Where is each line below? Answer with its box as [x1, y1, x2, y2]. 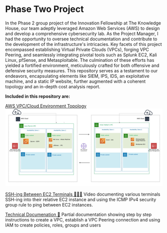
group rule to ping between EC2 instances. [5, 202, 93, 208]
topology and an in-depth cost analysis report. [5, 83, 101, 89]
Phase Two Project [5, 3, 84, 15]
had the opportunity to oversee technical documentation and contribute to [5, 36, 158, 42]
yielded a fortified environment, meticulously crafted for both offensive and [5, 62, 160, 68]
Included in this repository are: [5, 93, 70, 99]
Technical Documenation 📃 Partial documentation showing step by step [5, 211, 152, 218]
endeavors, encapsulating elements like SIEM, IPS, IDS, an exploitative [5, 73, 150, 79]
